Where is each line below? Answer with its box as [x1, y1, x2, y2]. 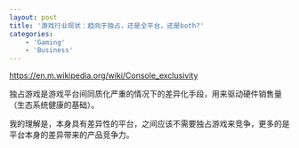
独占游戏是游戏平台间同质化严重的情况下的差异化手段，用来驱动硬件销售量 [9, 89, 282, 99]
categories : [9, 29, 53, 38]
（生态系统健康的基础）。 [9, 99, 100, 111]
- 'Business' [25, 46, 74, 55]
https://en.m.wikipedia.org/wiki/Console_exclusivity [9, 70, 198, 81]
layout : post [9, 12, 58, 22]
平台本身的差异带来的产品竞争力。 [9, 129, 134, 140]
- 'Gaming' [25, 37, 66, 47]
